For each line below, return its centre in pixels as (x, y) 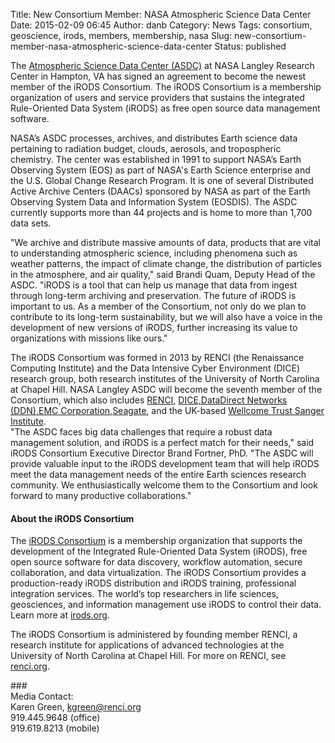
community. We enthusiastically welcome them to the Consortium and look (164, 485)
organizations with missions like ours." (89, 338)
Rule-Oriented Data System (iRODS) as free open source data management (165, 108)
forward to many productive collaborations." (101, 495)
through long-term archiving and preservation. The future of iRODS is (153, 295)
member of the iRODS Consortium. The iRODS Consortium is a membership (166, 87)
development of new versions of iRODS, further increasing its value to (154, 327)
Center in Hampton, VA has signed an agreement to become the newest (158, 76)
